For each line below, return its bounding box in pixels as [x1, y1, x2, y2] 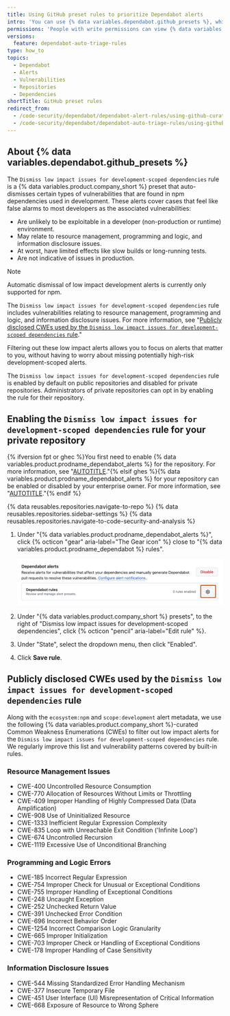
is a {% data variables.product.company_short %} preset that [7, 182, 179, 190]
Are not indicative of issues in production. [16, 254, 135, 262]
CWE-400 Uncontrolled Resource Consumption [16, 782, 152, 790]
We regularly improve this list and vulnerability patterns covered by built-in [7, 742, 218, 750]
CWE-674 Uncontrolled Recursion [16, 833, 113, 841]
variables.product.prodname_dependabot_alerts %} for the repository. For [7, 460, 216, 468]
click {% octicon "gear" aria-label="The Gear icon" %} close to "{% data [16, 538, 222, 546]
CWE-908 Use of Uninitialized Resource [16, 811, 130, 820]
